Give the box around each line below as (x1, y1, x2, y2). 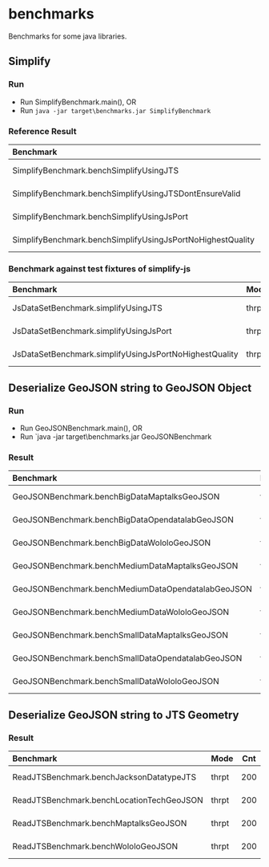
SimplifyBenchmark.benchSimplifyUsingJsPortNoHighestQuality (12, 234, 255, 245)
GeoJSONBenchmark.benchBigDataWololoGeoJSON (12, 537, 211, 548)
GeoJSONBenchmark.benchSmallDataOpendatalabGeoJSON (12, 653, 243, 664)
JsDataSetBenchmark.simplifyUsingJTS (12, 303, 163, 314)
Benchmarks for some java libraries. (8, 31, 127, 41)
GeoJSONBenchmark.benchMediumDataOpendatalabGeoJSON (12, 584, 252, 595)
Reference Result (8, 125, 77, 136)
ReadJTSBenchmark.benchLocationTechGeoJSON (12, 794, 203, 805)
